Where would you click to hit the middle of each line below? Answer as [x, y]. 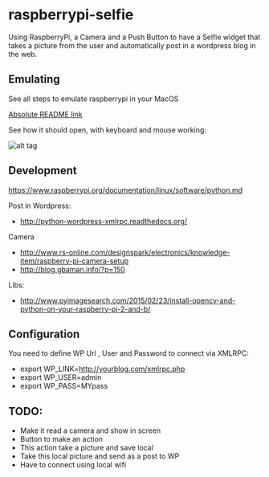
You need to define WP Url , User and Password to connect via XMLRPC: [128, 353]
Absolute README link [45, 114]
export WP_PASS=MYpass [64, 386]
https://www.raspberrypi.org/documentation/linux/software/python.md [126, 190]
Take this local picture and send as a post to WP [100, 456]
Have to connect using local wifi [73, 465]
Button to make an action [61, 439]
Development [43, 171]
